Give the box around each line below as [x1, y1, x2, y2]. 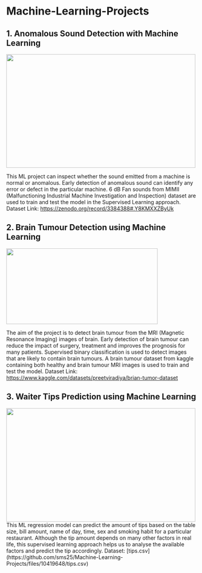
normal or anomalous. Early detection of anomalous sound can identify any [6, 179, 194, 186]
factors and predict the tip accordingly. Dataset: [6, 547, 126, 554]
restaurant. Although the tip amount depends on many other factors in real [6, 534, 192, 542]
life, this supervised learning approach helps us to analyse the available [6, 540, 184, 548]
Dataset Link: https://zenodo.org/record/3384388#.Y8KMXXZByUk [6, 205, 174, 212]
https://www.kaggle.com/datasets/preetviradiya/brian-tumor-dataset [6, 374, 178, 381]
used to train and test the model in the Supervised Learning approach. [6, 199, 181, 205]
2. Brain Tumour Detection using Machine [6, 222, 166, 233]
